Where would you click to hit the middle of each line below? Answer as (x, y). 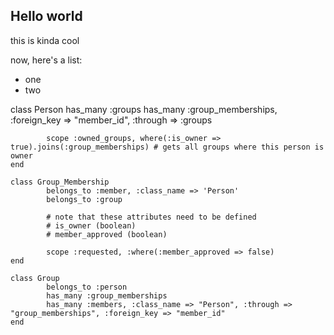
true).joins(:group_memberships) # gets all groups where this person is (167, 147)
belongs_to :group (84, 199)
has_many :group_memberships (107, 295)
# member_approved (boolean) (107, 234)
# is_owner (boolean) (91, 225)
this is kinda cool (45, 40)
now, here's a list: (46, 60)
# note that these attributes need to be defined (151, 217)
